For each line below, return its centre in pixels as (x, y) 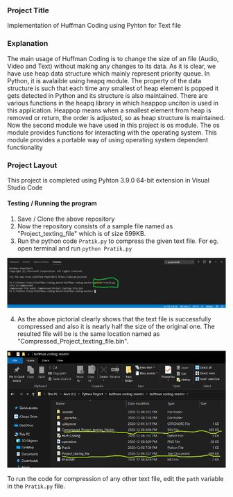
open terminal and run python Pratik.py (75, 248)
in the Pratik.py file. (36, 486)
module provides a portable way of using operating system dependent (107, 140)
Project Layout (32, 165)
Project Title (28, 10)
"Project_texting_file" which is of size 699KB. (81, 234)
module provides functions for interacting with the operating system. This (112, 132)
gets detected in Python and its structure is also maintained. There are (107, 95)
